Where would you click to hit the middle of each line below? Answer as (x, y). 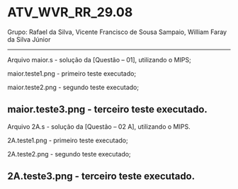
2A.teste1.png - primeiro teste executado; (68, 140)
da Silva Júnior (29, 39)
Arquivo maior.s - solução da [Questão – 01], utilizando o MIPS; (99, 59)
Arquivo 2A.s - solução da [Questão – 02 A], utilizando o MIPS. (99, 126)
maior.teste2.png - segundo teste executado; (73, 87)
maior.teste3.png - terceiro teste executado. (107, 109)
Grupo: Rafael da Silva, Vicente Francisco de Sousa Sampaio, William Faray (117, 32)
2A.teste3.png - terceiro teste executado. (101, 177)
